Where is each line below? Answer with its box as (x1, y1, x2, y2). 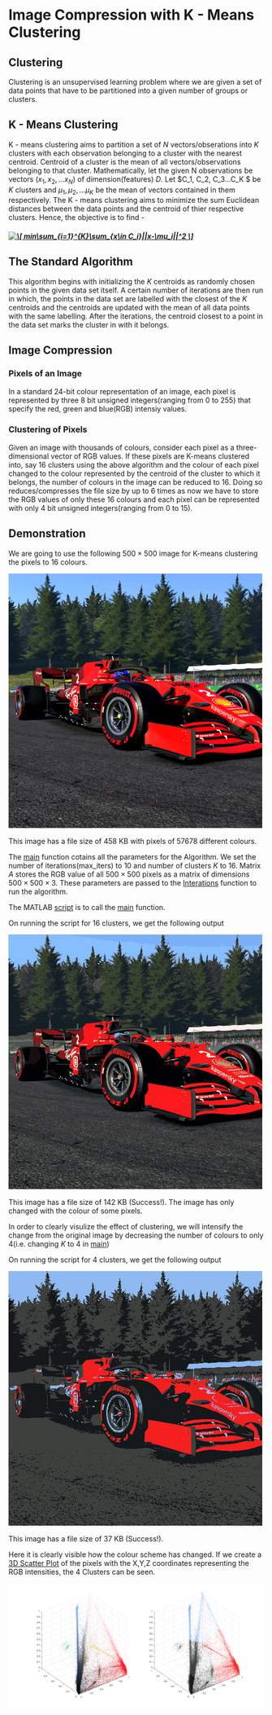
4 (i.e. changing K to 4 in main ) (8, 1238, 110, 1248)
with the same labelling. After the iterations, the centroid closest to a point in (8, 311, 264, 321)
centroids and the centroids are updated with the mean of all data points (8, 302, 250, 312)
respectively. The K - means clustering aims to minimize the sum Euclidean (8, 196, 260, 205)
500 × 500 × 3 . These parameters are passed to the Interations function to (8, 877, 257, 887)
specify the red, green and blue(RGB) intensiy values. (8, 403, 188, 413)
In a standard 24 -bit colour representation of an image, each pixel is (8, 386, 236, 396)
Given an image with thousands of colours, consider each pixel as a (8, 442, 235, 452)
